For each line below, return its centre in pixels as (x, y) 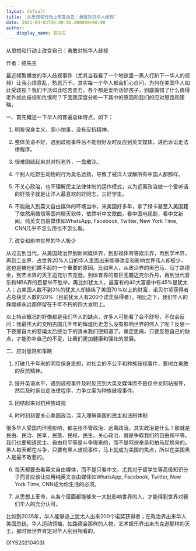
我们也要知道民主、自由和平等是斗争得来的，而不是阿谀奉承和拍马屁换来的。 (98, 443)
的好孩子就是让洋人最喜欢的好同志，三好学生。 (71, 194)
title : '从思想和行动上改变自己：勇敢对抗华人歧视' (61, 17)
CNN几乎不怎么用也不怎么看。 (51, 228)
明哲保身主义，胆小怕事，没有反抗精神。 (63, 130)
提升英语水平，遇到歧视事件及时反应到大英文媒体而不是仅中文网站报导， (101, 383)
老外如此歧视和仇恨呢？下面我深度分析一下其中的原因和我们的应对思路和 (93, 98)
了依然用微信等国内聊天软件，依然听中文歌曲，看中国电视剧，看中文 (96, 213)
